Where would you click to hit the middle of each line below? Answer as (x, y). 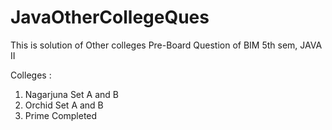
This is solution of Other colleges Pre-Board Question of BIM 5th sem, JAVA (166, 45)
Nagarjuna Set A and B (71, 94)
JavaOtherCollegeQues (110, 17)
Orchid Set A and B (64, 105)
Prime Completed (61, 115)
